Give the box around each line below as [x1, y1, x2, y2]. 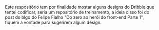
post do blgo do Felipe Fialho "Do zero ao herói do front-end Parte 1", [5, 15, 144, 20]
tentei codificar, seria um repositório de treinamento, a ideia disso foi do [5, 9, 150, 15]
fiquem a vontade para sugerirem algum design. [5, 19, 102, 25]
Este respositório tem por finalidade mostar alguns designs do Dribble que [5, 4, 155, 10]
